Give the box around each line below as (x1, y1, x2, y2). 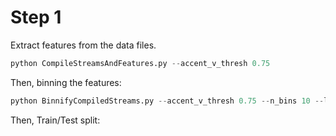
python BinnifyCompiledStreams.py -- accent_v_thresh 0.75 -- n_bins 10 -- (10, 96, 325, 106)
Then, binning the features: (10, 76, 122, 88)
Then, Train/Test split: (10, 114, 101, 126)
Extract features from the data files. (10, 39, 157, 51)
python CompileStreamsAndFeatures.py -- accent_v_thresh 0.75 (10, 58, 271, 68)
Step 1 (10, 6, 62, 29)
